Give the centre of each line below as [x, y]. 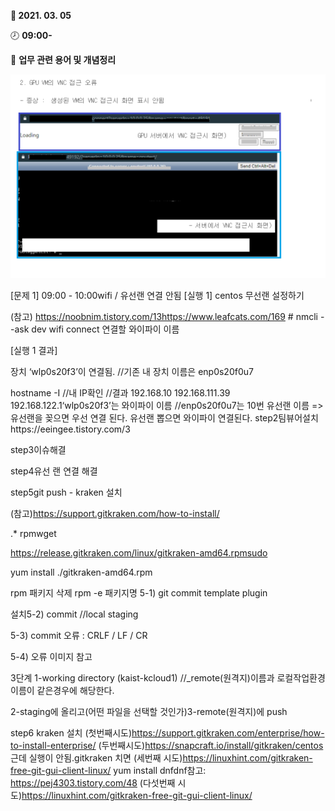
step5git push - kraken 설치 [66, 492]
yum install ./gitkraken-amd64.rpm [81, 572]
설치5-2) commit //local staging [74, 614]
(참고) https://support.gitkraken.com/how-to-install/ [115, 513]
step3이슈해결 [38, 449]
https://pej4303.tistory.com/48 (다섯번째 [93, 782]
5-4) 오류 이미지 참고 [51, 656]
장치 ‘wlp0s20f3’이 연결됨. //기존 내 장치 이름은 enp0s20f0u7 [132, 371]
